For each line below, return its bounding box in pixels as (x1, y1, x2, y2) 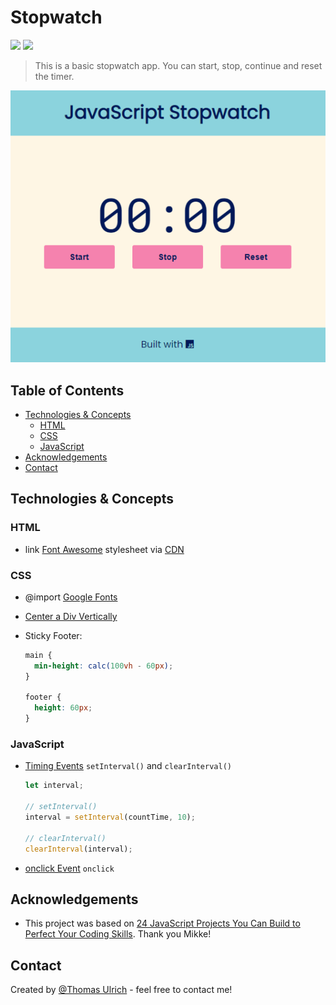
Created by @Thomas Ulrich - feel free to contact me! (10, 984, 233, 996)
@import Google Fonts (24, 591, 118, 603)
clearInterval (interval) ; (24, 844, 133, 854)
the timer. (34, 70, 75, 82)
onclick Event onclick (24, 862, 115, 874)
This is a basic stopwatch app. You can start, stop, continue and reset (34, 59, 323, 71)
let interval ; (24, 781, 84, 791)
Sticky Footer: (24, 629, 83, 641)
